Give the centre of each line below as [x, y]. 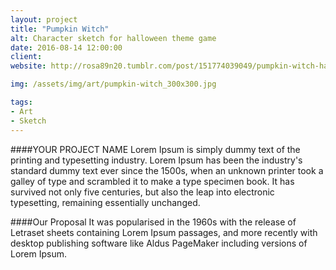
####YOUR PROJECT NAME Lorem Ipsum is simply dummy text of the [155, 149]
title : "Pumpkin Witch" [60, 29]
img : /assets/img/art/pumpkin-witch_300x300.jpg [113, 84]
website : [28, 66]
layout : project [44, 19]
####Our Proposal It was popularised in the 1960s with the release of [153, 222]
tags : [21, 102]
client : [26, 57]
